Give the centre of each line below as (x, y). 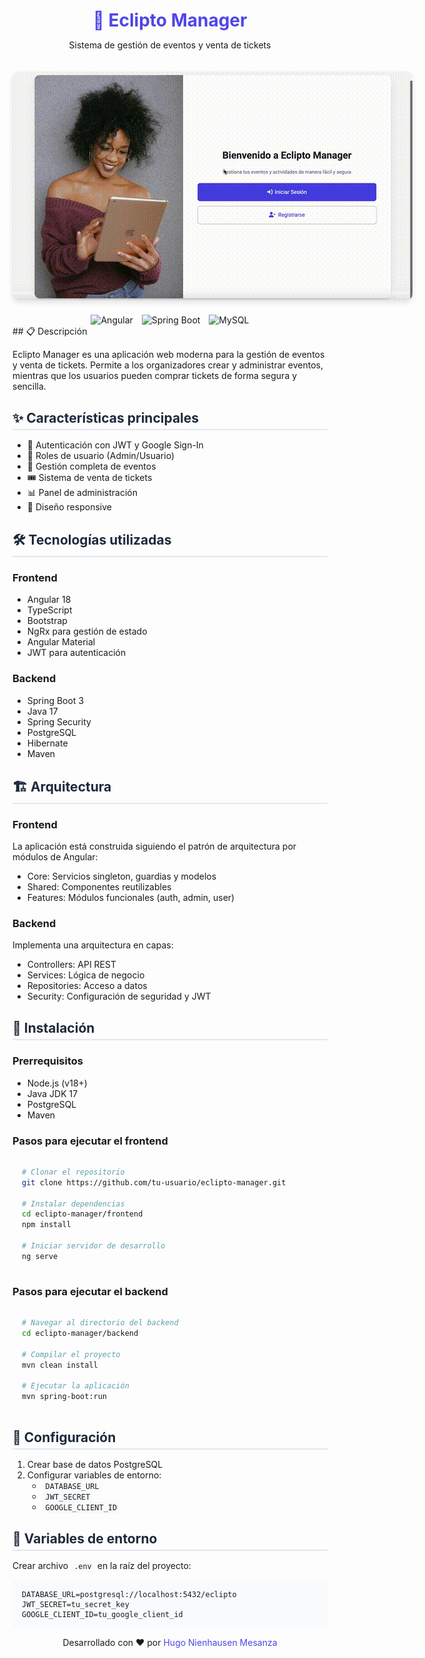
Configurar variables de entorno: (94, 1475)
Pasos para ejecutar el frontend (90, 1141)
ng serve (40, 1256)
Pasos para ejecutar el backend (90, 1291)
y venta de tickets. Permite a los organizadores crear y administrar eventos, (168, 365)
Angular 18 (49, 600)
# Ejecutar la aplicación (75, 1386)
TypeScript (49, 610)
